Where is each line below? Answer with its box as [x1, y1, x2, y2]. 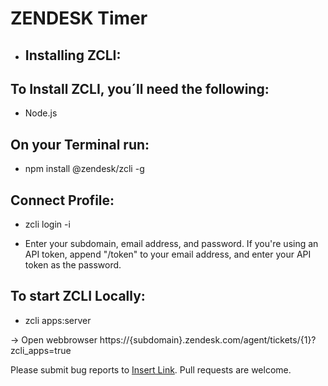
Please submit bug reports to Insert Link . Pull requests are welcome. [10, 363, 292, 376]
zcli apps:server [24, 314, 92, 326]
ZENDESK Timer [10, 7, 148, 30]
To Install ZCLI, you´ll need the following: [10, 80, 270, 97]
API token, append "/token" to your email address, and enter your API [24, 248, 312, 261]
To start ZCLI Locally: [10, 288, 146, 305]
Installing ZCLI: [24, 47, 122, 64]
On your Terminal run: [10, 136, 150, 153]
